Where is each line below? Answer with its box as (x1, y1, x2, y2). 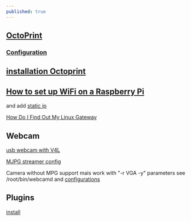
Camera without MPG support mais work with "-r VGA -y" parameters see (6, 169, 186, 176)
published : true (6, 8, 46, 15)
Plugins (6, 193, 35, 203)
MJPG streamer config (6, 158, 61, 165)
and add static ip (6, 102, 47, 109)
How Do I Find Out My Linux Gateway (6, 113, 97, 121)
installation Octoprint (6, 66, 86, 77)
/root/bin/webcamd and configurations (6, 175, 100, 183)
